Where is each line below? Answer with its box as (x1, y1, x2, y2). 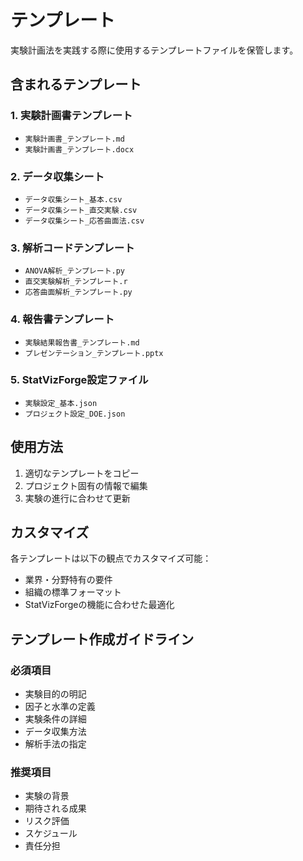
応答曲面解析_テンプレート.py (24, 287, 133, 298)
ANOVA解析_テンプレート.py (24, 266, 125, 276)
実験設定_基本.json (24, 398, 98, 408)
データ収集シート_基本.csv (24, 194, 123, 205)
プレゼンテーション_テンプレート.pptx (24, 348, 164, 358)
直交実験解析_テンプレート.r (24, 277, 128, 287)
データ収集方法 (24, 726, 87, 738)
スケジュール (24, 827, 78, 840)
